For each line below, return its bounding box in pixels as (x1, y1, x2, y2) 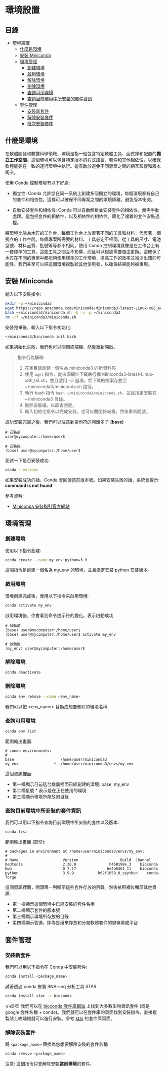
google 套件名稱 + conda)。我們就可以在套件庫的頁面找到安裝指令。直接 (5, 1009, 153, 1015)
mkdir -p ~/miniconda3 (5, 301, 52, 306)
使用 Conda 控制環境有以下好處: (5, 180, 70, 186)
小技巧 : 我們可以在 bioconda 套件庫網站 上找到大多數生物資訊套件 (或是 (5, 1003, 150, 1009)
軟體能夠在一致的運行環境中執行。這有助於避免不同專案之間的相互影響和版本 (5, 163, 161, 169)
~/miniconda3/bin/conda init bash (5, 335, 77, 339)
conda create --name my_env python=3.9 (5, 557, 87, 562)
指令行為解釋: (17, 354, 45, 360)
